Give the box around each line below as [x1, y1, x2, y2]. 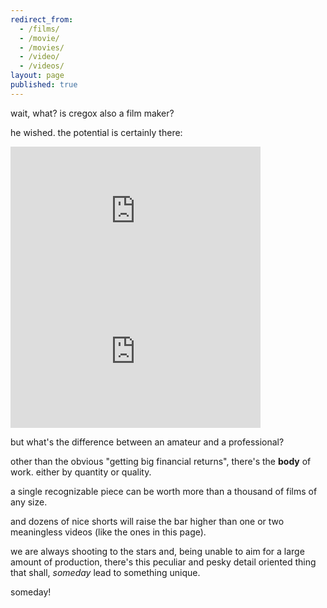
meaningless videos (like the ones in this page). [10, 526, 207, 538]
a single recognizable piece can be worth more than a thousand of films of [10, 485, 318, 497]
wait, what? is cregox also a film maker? [10, 107, 175, 119]
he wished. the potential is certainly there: [10, 126, 183, 138]
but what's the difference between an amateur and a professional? [10, 436, 285, 448]
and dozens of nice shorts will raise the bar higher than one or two [10, 515, 285, 527]
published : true [10, 80, 78, 90]
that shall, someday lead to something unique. [10, 566, 201, 578]
